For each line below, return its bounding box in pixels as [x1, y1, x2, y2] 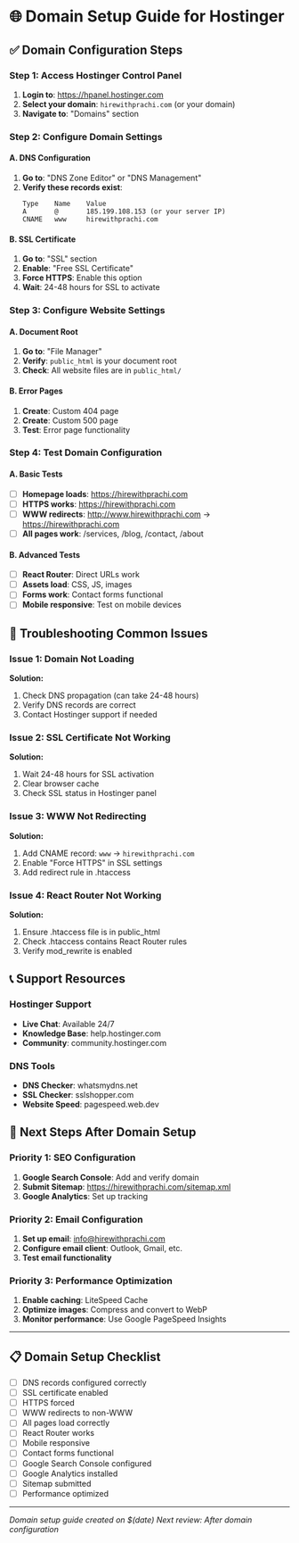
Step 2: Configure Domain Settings [9, 130, 163, 143]
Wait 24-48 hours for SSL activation [21, 769, 154, 780]
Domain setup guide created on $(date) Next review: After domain [9, 1514, 253, 1525]
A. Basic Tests [9, 469, 63, 479]
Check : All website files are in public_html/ [21, 365, 182, 376]
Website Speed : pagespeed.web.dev [21, 1099, 160, 1109]
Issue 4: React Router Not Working [9, 889, 162, 901]
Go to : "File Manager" [21, 346, 102, 357]
